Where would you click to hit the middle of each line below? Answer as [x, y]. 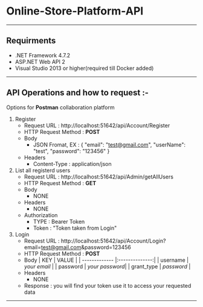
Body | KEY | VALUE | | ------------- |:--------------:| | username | [106, 260]
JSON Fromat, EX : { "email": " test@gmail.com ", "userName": [109, 144]
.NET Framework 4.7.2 [43, 55]
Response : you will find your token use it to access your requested [108, 285]
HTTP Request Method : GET [60, 183]
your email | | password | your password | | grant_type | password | [107, 266]
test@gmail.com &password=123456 [86, 247]
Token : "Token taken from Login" [75, 228]
